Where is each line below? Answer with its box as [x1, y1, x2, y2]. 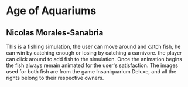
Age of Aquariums [6, 4, 97, 18]
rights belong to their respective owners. [6, 75, 104, 81]
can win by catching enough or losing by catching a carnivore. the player [6, 49, 182, 56]
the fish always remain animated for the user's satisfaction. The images [6, 62, 179, 69]
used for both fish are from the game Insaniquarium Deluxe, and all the [6, 68, 177, 75]
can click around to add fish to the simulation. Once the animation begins [6, 56, 183, 62]
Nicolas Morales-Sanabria [6, 28, 104, 38]
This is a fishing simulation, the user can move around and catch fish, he [6, 43, 181, 50]
